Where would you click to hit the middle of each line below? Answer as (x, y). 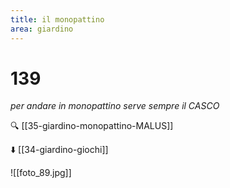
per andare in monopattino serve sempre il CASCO (115, 106)
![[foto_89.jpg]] (41, 173)
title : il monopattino (57, 19)
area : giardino (42, 29)
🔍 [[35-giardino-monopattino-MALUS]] (92, 126)
